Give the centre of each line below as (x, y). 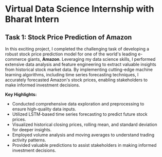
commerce (16, 59)
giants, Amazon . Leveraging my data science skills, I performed (91, 59)
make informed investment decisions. (43, 85)
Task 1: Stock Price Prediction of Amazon (69, 37)
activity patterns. (29, 140)
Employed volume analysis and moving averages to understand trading (83, 135)
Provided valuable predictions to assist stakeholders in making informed (84, 145)
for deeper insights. (32, 130)
